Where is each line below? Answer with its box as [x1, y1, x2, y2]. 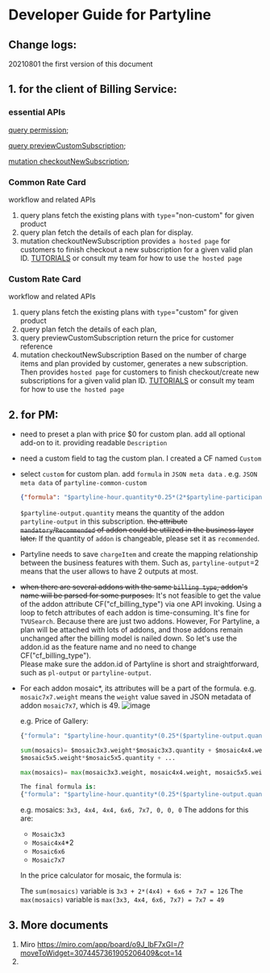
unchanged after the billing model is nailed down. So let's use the [19, 633, 238, 643]
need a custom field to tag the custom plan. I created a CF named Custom [19, 453, 262, 463]
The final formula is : [19, 783, 97, 791]
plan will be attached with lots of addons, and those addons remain [19, 624, 243, 634]
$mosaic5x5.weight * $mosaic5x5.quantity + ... [19, 754, 176, 762]
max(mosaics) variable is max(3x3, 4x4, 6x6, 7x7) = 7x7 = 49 [19, 895, 225, 904]
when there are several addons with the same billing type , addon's [19, 582, 248, 591]
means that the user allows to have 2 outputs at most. [19, 566, 199, 576]
